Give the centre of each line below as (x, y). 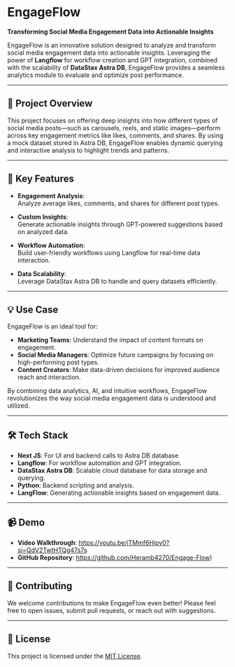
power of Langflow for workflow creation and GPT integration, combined (113, 60)
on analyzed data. (43, 231)
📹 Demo (26, 522)
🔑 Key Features (41, 179)
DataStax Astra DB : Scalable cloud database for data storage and (112, 471)
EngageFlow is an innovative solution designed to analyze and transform (112, 45)
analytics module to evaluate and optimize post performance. (95, 75)
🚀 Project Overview (50, 103)
